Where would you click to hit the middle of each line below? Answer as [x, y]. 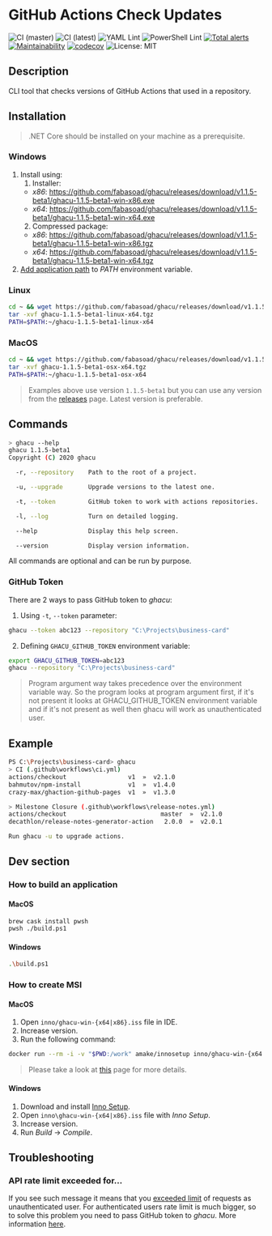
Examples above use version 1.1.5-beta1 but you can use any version [145, 390]
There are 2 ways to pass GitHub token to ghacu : [90, 599]
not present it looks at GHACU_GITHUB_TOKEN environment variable [142, 701]
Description [38, 72]
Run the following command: [68, 1039]
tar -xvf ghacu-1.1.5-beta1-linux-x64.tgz [81, 315]
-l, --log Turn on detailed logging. [98, 516]
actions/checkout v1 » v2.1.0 [92, 777]
